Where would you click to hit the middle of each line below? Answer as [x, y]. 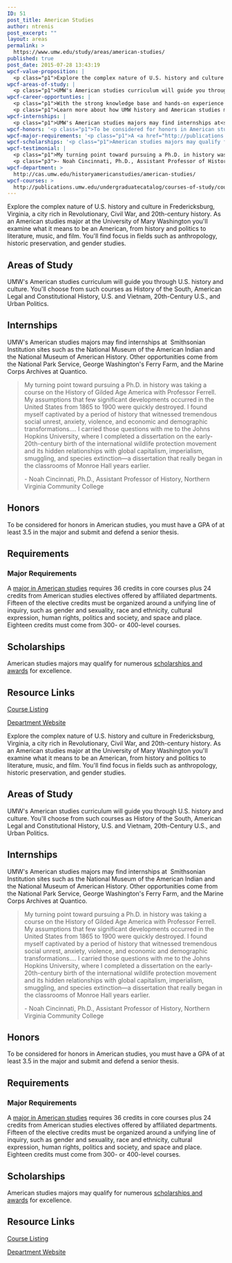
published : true [30, 59]
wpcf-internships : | [37, 116]
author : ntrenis [30, 26]
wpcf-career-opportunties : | [49, 97]
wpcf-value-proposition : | [46, 71]
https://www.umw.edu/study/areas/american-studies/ [89, 53]
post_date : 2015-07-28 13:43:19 [54, 65]
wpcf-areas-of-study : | [41, 84]
